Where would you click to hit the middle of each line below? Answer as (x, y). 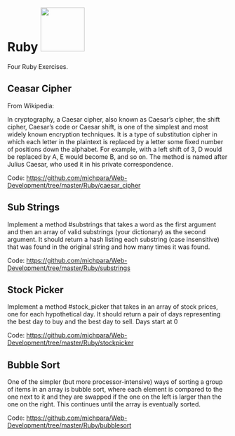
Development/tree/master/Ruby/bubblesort (69, 425)
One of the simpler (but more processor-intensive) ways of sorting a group (115, 382)
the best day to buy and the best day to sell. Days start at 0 (93, 322)
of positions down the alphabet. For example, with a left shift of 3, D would (115, 149)
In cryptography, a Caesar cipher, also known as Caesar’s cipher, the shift (114, 119)
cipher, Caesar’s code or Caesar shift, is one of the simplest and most (108, 127)
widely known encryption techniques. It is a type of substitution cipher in (112, 134)
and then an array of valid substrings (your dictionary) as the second (107, 231)
